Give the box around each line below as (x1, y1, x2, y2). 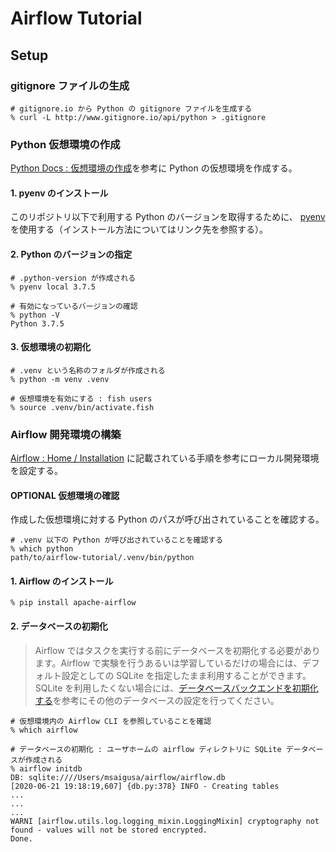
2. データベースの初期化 (10, 620, 108, 632)
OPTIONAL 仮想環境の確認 (10, 489, 120, 501)
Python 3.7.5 (10, 318, 65, 329)
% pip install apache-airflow (10, 598, 137, 608)
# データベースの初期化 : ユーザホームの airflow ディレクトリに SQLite (10, 744, 282, 754)
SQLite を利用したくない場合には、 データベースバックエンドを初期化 (34, 682, 319, 694)
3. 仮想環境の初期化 (10, 341, 92, 353)
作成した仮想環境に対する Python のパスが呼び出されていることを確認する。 (10, 513, 325, 526)
